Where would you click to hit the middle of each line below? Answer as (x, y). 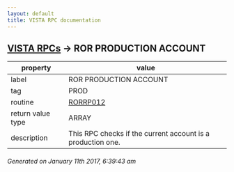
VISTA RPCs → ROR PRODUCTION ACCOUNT (107, 48)
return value (31, 114)
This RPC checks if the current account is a (139, 134)
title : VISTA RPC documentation (54, 20)
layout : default (31, 14)
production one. (94, 142)
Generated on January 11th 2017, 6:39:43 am (72, 161)
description (29, 138)
